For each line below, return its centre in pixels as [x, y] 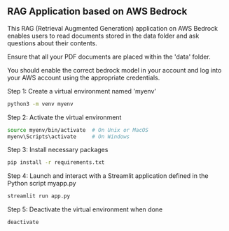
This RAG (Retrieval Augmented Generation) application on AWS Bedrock [113, 28]
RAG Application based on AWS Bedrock [97, 12]
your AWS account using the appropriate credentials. [84, 77]
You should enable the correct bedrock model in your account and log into [114, 70]
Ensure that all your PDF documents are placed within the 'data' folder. [109, 57]
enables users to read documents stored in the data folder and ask [103, 36]
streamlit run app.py [39, 196]
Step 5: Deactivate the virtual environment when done [85, 209]
